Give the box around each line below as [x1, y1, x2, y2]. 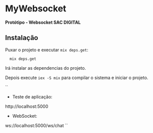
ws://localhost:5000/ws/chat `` [5, 122, 68, 129]
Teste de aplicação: [12, 93, 53, 99]
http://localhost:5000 [5, 103, 49, 109]
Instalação [5, 34, 39, 42]
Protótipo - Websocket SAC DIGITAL [5, 19, 81, 25]
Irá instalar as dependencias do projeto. [5, 65, 86, 71]
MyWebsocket [5, 3, 67, 14]
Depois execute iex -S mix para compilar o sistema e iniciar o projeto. [5, 75, 149, 81]
